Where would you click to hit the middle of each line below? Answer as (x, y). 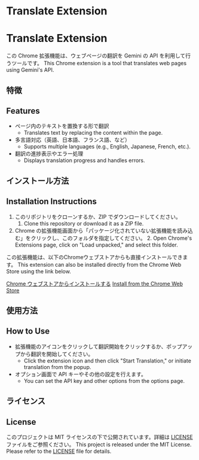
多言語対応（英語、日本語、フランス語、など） (72, 140)
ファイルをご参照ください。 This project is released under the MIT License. (99, 444)
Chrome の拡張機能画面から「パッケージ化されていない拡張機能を (96, 230)
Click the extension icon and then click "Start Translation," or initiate (107, 361)
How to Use (28, 331)
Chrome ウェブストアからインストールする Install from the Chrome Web (95, 284)
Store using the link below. (39, 271)
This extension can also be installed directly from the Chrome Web (99, 264)
